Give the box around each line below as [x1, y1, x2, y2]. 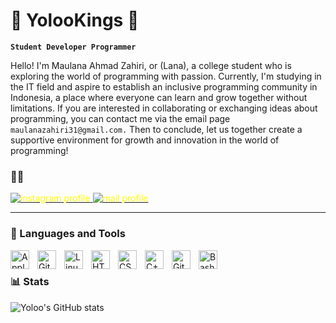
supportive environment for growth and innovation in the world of [10, 134, 280, 146]
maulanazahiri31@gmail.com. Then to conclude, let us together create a [10, 123, 303, 135]
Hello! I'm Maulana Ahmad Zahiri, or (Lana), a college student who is [10, 59, 292, 71]
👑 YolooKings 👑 [10, 9, 140, 32]
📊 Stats [10, 275, 50, 289]
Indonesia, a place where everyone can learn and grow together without [10, 91, 308, 103]
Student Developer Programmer [10, 42, 137, 52]
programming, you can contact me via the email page [10, 112, 231, 124]
